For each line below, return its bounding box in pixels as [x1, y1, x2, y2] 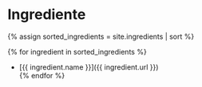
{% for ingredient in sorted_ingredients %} [7, 47, 147, 56]
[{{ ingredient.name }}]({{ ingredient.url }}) [18, 62, 159, 72]
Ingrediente [7, 6, 86, 24]
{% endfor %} [18, 70, 65, 80]
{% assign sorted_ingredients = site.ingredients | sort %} [7, 32, 195, 41]
